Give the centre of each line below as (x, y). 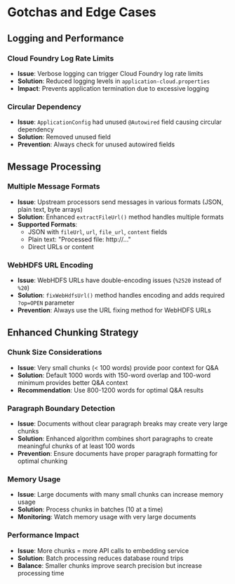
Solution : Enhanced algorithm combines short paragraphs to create (115, 439)
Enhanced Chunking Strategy (73, 332)
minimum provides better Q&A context (73, 382)
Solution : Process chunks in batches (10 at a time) (90, 509)
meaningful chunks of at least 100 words (76, 446)
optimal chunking (42, 461)
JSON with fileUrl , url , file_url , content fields (98, 231)
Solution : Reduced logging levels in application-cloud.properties (114, 81)
